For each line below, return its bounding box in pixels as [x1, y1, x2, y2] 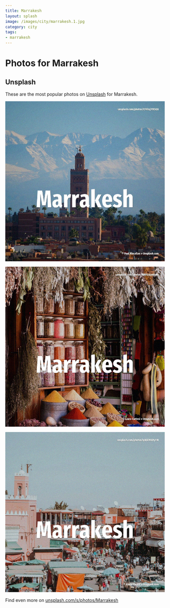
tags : [5, 29, 17, 35]
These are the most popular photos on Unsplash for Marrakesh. [5, 91, 138, 97]
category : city [5, 24, 37, 29]
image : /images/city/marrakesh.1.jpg [5, 19, 85, 24]
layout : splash [5, 13, 37, 19]
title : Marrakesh [5, 8, 42, 13]
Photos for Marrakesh [5, 57, 99, 69]
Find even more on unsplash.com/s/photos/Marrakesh [5, 597, 119, 603]
